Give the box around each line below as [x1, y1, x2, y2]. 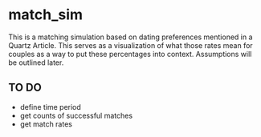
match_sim [8, 6, 83, 24]
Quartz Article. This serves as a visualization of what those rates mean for [8, 40, 253, 50]
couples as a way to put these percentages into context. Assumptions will [8, 49, 252, 58]
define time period [19, 102, 82, 111]
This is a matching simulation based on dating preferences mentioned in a [8, 32, 253, 42]
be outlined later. [8, 58, 64, 67]
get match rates [19, 119, 72, 129]
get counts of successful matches [19, 111, 133, 120]
